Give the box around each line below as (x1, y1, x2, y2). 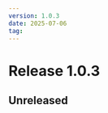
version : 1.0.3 (8, 11, 60, 20)
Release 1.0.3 (8, 61, 100, 80)
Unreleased (8, 94, 69, 107)
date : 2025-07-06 (8, 19, 67, 27)
